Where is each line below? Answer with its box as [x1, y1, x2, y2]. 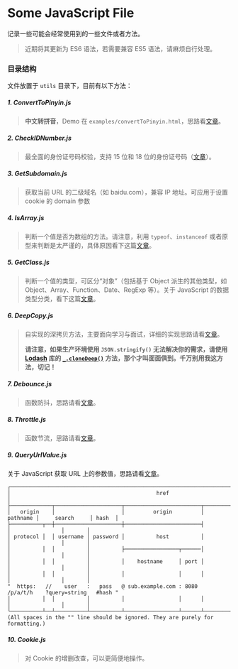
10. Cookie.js [7, 635, 46, 643]
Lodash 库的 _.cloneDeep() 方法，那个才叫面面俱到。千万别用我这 [24, 354, 217, 363]
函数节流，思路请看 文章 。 [24, 433, 100, 442]
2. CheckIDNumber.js [7, 134, 72, 142]
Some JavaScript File [7, 5, 135, 21]
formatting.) [7, 620, 46, 627]
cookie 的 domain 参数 [24, 197, 91, 205]
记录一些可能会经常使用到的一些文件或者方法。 [7, 29, 144, 38]
